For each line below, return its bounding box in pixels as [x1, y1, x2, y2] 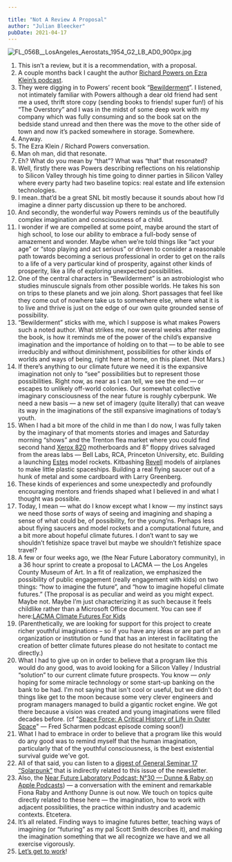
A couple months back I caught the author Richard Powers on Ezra [17, 68, 208, 77]
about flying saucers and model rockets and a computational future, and [17, 524, 224, 532]
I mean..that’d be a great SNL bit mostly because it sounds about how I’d [17, 194, 224, 202]
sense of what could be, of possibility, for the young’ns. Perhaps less [17, 516, 215, 525]
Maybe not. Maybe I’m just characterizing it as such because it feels [17, 597, 212, 606]
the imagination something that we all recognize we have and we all [17, 832, 211, 841]
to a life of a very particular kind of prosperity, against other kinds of [17, 260, 213, 268]
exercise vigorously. [17, 840, 75, 848]
